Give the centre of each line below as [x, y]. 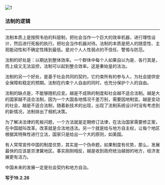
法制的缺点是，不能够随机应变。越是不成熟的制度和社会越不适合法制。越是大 [82, 93]
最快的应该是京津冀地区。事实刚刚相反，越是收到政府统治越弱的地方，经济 [80, 151]
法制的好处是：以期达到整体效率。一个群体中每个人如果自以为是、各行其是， [82, 60]
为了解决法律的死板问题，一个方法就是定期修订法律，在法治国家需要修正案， [82, 122]
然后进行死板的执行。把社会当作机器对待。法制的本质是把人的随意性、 [84, 44]
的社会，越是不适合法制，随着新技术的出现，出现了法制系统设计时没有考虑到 [82, 106]
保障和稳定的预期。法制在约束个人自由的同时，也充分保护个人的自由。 [80, 83]
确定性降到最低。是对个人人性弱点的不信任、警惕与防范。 [89, 50]
